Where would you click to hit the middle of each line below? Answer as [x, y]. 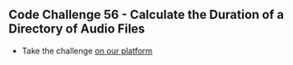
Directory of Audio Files [77, 29]
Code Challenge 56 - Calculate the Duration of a [146, 15]
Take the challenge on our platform [87, 51]
